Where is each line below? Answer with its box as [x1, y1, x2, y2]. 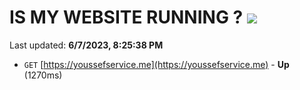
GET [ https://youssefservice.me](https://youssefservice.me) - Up [23, 58, 290, 70]
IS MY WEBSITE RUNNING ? [9, 6, 244, 29]
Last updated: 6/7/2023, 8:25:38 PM [9, 39, 164, 51]
